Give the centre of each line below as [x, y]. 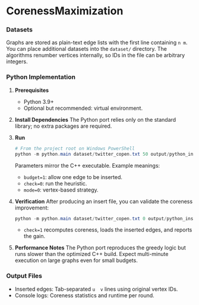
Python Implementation [41, 77]
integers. [17, 61]
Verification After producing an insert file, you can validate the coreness [104, 201]
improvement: [32, 208]
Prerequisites [32, 90]
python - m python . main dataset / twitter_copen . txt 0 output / [91, 218]
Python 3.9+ [39, 101]
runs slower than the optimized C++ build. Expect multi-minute [91, 254]
